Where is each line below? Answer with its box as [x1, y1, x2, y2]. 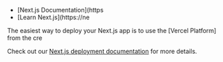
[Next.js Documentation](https [17, 6, 104, 14]
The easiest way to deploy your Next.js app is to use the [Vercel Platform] [7, 27, 217, 34]
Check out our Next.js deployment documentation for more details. [7, 48, 197, 55]
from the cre [7, 34, 43, 42]
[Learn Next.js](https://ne [17, 13, 90, 21]
